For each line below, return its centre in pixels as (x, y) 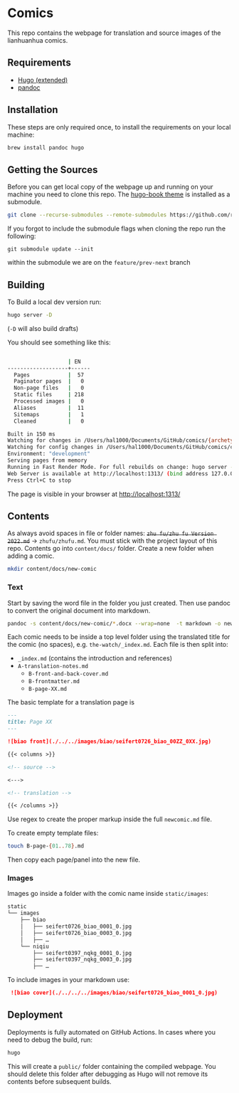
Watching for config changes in (55, 447)
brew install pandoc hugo (46, 147)
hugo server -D (30, 315)
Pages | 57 (49, 375)
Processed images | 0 (49, 401)
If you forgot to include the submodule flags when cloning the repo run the (117, 228)
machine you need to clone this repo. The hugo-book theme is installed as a (119, 194)
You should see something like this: (59, 342)
